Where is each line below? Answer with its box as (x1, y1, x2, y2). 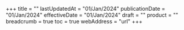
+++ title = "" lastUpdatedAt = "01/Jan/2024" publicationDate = (6, 5, 166, 12)
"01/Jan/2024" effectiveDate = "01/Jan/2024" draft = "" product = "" (6, 11, 178, 19)
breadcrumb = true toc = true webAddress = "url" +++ (6, 18, 143, 25)
